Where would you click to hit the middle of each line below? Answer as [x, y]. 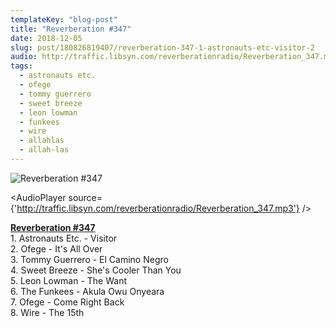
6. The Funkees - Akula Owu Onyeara [87, 291]
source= [85, 197]
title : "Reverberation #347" [71, 29]
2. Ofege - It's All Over [56, 248]
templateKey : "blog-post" [64, 19]
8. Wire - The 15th [47, 312]
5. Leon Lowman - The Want [69, 280]
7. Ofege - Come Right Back [67, 302]
